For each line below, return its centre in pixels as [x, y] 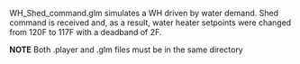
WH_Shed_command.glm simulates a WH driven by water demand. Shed [144, 13]
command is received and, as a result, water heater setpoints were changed [150, 23]
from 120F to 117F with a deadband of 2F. [86, 32]
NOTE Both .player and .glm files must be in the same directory [126, 50]
